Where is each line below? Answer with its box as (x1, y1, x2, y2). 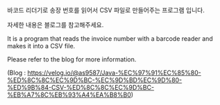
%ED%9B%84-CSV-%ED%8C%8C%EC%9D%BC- (7, 84, 155, 91)
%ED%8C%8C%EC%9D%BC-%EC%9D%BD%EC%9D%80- (7, 76, 183, 84)
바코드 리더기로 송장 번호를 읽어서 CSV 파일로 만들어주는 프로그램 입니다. (7, 6, 205, 14)
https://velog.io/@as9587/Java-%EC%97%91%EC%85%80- (27, 68, 201, 77)
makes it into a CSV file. (7, 42, 76, 50)
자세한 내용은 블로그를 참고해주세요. (7, 21, 104, 29)
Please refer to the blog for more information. (7, 55, 137, 64)
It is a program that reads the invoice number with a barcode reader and (7, 35, 213, 43)
